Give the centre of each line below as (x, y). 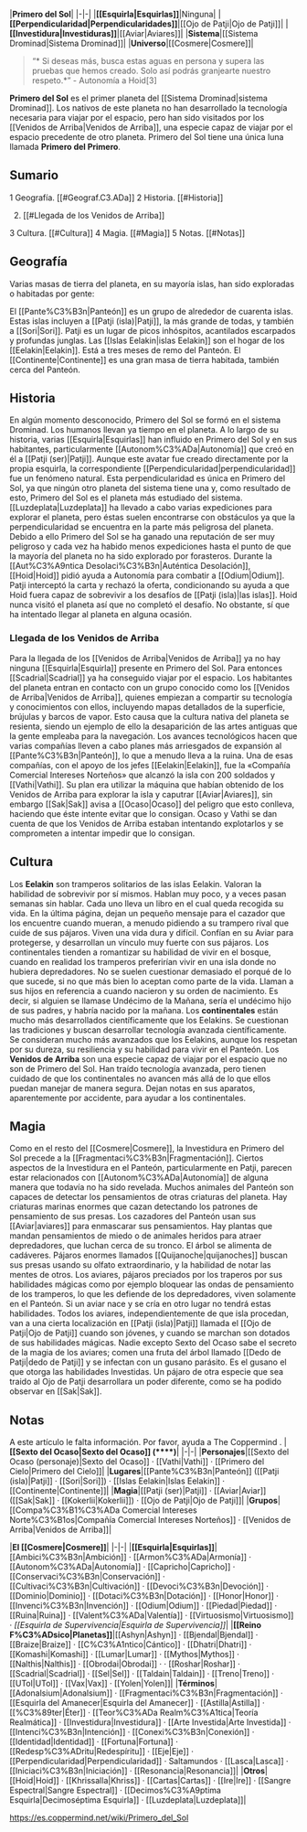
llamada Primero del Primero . (65, 147)
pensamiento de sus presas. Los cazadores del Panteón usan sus (133, 1216)
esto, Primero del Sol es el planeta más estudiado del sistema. (126, 498)
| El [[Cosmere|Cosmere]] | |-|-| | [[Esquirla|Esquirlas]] (112, 1548)
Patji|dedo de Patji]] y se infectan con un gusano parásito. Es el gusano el (148, 1362)
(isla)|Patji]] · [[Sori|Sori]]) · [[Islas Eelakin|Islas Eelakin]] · (117, 1481)
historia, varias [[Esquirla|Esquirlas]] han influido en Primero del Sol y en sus (153, 440)
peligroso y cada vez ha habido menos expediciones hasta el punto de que (150, 546)
